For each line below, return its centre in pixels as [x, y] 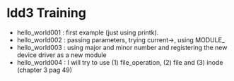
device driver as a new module [62, 55]
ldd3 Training [46, 13]
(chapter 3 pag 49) [44, 70]
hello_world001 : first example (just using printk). [88, 32]
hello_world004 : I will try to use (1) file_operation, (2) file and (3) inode [120, 62]
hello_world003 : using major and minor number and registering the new [122, 47]
